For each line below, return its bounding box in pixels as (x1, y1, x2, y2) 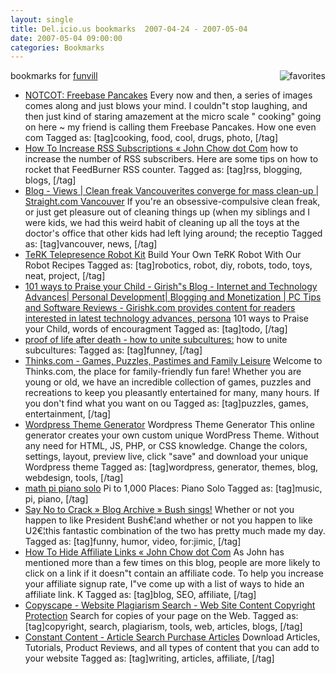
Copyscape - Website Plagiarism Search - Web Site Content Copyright (24, 599, 316, 611)
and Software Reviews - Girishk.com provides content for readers (24, 302, 296, 314)
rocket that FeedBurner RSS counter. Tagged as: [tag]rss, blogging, (24, 164, 303, 176)
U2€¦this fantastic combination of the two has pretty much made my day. (24, 525, 326, 537)
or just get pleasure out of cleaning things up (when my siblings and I (24, 206, 310, 218)
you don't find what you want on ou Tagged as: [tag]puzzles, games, (24, 397, 309, 410)
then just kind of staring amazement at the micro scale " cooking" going (24, 111, 322, 123)
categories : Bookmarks (10, 42, 105, 53)
